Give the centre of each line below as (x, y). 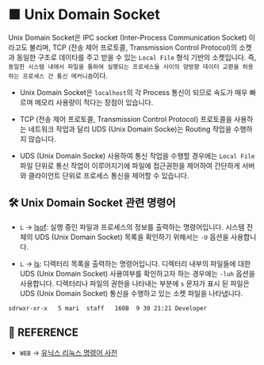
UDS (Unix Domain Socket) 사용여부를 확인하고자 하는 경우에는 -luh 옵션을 (137, 273)
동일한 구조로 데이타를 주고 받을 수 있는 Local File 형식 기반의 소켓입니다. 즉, (136, 57)
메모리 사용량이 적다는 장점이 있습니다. (94, 102)
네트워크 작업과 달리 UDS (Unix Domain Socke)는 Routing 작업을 (130, 129)
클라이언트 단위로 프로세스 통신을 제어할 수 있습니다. (109, 175)
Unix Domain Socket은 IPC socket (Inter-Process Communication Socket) (128, 37)
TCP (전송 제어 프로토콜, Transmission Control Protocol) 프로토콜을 (126, 119)
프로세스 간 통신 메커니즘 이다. (65, 75)
